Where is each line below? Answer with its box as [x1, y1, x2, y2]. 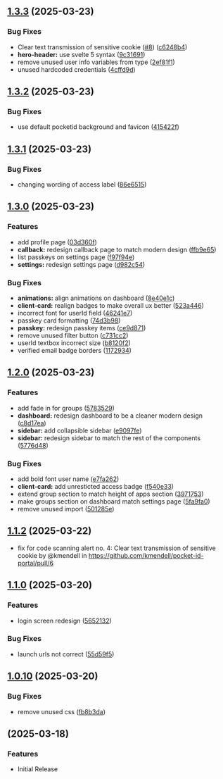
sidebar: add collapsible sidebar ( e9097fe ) [17, 426, 142, 435]
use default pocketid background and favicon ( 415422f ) [17, 123, 179, 131]
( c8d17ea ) [17, 418, 47, 427]
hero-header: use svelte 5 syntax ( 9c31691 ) [17, 50, 146, 58]
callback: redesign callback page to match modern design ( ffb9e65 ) [17, 245, 217, 254]
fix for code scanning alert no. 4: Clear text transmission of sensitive [17, 544, 216, 552]
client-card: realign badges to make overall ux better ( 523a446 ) [17, 301, 204, 310]
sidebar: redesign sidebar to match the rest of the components [17, 433, 201, 442]
